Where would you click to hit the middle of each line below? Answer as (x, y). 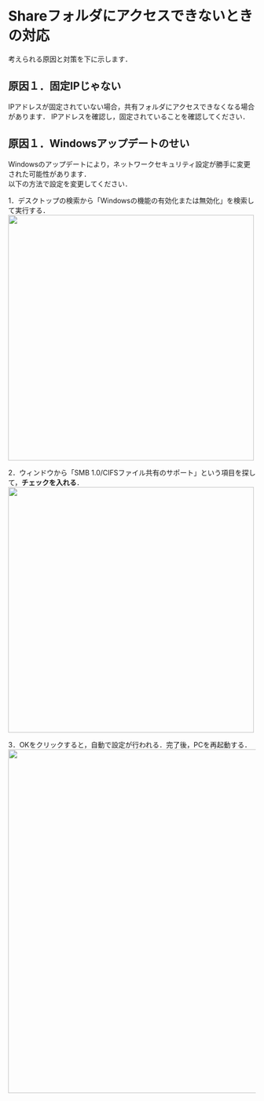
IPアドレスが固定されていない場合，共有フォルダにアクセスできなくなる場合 (132, 106)
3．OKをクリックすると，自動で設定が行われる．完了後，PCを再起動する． (130, 744)
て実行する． (29, 210)
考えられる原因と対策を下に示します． (70, 59)
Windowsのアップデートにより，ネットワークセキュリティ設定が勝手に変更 (129, 164)
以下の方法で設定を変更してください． (70, 183)
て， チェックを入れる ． (46, 482)
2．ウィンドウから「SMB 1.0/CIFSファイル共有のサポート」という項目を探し (132, 472)
